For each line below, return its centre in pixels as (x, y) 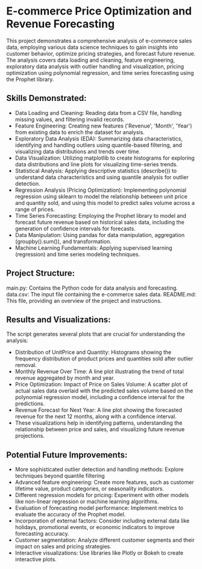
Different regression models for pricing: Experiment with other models (102, 495)
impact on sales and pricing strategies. (63, 547)
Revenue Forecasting (61, 24)
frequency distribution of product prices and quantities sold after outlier (104, 359)
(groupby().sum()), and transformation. (63, 241)
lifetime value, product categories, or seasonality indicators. (90, 489)
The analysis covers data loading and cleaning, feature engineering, (91, 60)
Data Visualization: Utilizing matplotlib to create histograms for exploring (105, 158)
